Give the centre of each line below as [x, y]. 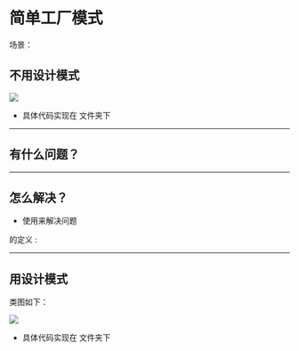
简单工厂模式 [57, 18]
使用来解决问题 [49, 221]
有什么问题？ [44, 155]
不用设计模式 [44, 75]
